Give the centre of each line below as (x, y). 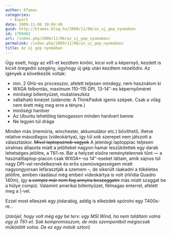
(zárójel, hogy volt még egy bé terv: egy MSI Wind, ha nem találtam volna (83, 216)
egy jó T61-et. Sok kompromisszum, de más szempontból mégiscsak (78, 221)
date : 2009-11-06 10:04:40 (34, 24)
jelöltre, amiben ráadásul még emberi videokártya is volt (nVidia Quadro (81, 175)
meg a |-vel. (18, 191)
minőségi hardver (31, 110)
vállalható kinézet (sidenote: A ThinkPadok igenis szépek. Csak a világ (87, 100)
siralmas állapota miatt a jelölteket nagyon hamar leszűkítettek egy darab (82, 147)
